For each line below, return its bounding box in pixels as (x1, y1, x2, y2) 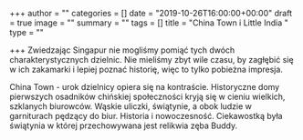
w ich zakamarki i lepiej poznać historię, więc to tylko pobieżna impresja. (9, 64, 283, 75)
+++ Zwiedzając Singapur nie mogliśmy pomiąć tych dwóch (9, 45, 235, 55)
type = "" (9, 27, 44, 37)
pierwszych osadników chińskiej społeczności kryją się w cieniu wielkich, (9, 91, 286, 102)
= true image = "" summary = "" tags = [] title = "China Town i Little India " (9, 17, 289, 28)
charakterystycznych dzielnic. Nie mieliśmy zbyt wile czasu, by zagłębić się (9, 55, 294, 65)
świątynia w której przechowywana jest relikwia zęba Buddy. (9, 120, 238, 131)
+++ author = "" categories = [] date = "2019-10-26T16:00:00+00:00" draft (9, 8, 293, 18)
